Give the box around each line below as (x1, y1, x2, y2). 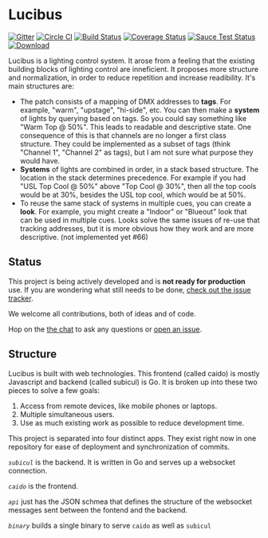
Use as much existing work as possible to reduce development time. (19, 418, 245, 427)
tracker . (8, 293, 33, 303)
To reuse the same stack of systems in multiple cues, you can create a (19, 198, 252, 208)
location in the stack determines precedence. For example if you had (19, 173, 246, 183)
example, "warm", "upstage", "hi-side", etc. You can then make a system (19, 105, 260, 115)
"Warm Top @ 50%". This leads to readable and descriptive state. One (19, 122, 251, 132)
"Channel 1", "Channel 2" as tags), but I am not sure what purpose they (19, 147, 254, 157)
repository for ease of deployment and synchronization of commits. (8, 442, 230, 451)
